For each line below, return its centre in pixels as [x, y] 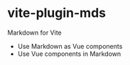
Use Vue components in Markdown [69, 54]
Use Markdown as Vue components [70, 46]
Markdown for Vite [34, 32]
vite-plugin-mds [57, 13]
